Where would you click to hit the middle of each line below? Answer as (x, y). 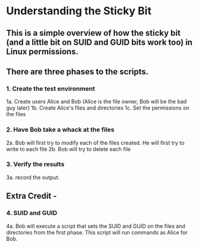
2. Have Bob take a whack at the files (60, 130)
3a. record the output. (33, 177)
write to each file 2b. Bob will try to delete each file (68, 149)
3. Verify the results (35, 164)
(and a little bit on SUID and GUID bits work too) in (99, 42)
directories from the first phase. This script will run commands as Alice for (97, 232)
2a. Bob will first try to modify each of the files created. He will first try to (95, 143)
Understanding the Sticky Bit (79, 11)
